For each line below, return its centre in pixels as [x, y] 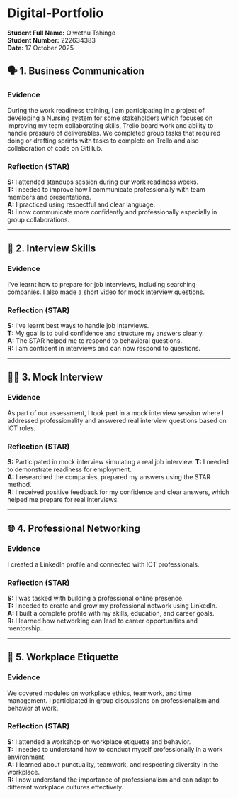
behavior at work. [33, 708]
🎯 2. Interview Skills [52, 249]
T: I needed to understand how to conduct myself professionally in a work [115, 749]
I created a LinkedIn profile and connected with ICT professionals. [103, 564]
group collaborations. [38, 219]
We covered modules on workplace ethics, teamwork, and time [99, 693]
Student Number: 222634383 [51, 40]
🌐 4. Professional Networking [74, 529]
